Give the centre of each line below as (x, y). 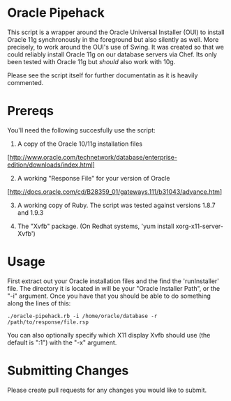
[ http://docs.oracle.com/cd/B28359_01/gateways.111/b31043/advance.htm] (115, 191)
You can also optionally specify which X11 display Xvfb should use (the (109, 335)
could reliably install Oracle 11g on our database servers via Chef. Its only (112, 54)
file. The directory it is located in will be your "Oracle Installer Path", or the (114, 288)
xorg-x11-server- (200, 226)
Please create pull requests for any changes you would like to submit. (107, 390)
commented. (25, 82)
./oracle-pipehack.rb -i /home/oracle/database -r (82, 316)
